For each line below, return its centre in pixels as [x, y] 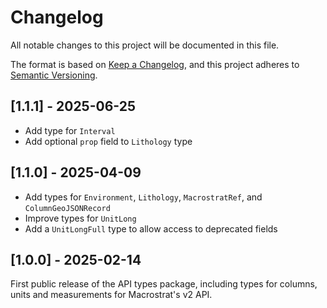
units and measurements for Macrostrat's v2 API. [111, 295]
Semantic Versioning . [54, 75]
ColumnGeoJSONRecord [67, 208]
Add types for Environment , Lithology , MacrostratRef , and [143, 197]
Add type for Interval [70, 130]
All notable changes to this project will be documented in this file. [145, 45]
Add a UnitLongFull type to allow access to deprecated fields [151, 228]
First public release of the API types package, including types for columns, [164, 284]
